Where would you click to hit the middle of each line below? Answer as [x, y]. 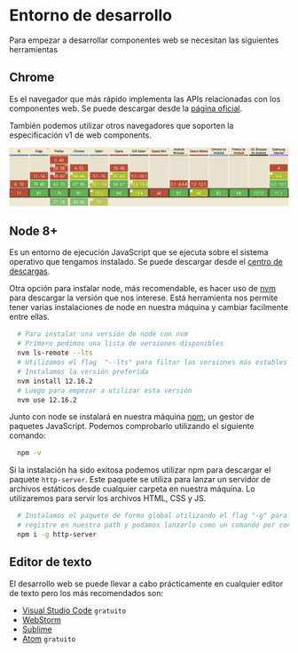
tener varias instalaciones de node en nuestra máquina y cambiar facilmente [149, 307]
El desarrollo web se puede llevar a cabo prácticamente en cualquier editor [146, 584]
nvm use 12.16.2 [47, 400]
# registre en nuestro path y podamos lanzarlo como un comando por [146, 525]
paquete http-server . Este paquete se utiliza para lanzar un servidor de [140, 480]
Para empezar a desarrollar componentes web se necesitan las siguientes [144, 40]
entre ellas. [30, 317]
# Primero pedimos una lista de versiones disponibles [121, 344]
